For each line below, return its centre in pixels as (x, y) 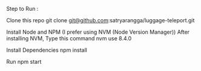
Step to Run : (22, 9)
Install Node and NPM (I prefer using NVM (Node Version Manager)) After (98, 32)
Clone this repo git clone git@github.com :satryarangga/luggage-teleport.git (100, 20)
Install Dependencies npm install (47, 50)
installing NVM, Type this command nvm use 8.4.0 (69, 38)
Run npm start (24, 62)
